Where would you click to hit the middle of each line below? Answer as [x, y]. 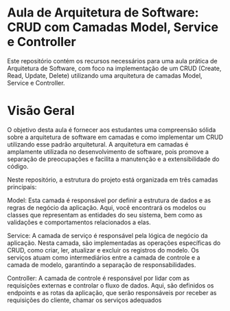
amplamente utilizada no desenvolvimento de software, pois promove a [108, 151]
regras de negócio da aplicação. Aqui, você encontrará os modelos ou [106, 207]
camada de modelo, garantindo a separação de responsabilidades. [102, 265]
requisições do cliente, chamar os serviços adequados [84, 300]
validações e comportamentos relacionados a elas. [79, 222]
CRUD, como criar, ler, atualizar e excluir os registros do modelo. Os [103, 250]
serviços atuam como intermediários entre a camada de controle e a [104, 257]
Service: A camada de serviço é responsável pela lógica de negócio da [107, 235]
